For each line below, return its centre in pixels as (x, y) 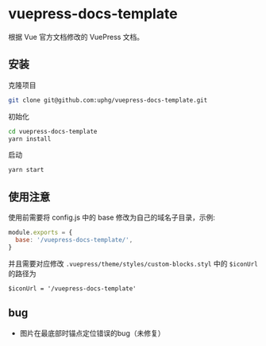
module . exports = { (40, 233)
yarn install (30, 139)
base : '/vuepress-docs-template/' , (74, 239)
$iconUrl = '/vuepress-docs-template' (72, 288)
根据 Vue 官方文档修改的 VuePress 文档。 (76, 37)
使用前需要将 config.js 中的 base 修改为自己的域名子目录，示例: (112, 218)
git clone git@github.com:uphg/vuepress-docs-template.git (108, 100)
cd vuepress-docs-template (53, 131)
